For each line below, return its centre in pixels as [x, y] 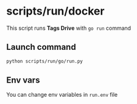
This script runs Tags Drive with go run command [69, 28]
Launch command [41, 47]
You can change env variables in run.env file [62, 95]
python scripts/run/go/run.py [45, 61]
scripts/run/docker [55, 11]
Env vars [23, 80]
